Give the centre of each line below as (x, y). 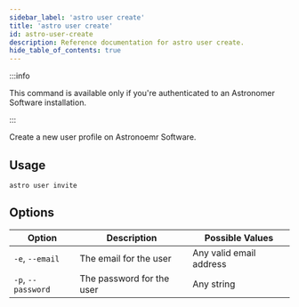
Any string (214, 284)
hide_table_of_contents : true (65, 51)
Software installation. (48, 102)
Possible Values (239, 238)
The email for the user (125, 258)
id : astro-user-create (51, 34)
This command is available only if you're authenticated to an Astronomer (142, 93)
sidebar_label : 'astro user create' (77, 17)
